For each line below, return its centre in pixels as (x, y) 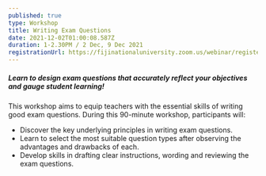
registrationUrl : (37, 52)
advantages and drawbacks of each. (80, 147)
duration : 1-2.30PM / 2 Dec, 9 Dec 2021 (76, 45)
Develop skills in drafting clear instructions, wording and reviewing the (134, 155)
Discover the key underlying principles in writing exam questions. (126, 130)
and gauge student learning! (56, 86)
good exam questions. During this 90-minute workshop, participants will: (127, 114)
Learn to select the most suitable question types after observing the (130, 138)
